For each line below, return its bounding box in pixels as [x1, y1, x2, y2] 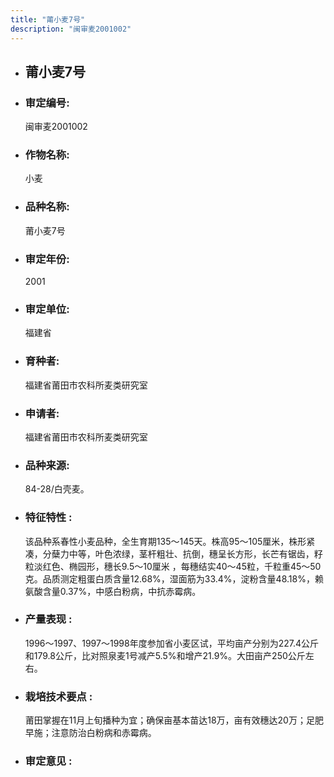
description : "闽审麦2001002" [10, 24, 132, 34]
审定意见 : [24, 754, 73, 768]
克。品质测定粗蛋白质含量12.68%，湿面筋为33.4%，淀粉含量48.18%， [24, 572, 315, 585]
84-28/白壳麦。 [24, 483, 90, 495]
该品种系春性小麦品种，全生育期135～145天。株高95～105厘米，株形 [24, 535, 307, 547]
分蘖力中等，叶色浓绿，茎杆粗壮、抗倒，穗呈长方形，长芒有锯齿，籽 [42, 547, 323, 560]
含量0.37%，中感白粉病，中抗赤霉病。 [42, 585, 202, 597]
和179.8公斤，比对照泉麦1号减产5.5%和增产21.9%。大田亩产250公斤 [24, 649, 306, 661]
